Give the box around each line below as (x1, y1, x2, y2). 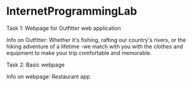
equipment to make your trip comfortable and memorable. (6, 49, 152, 56)
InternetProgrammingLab (6, 4, 137, 18)
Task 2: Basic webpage (6, 61, 65, 68)
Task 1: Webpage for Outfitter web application (6, 24, 121, 32)
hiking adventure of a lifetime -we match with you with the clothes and (6, 43, 183, 50)
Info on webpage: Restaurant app (6, 73, 90, 80)
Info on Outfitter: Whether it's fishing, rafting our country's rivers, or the (6, 36, 187, 43)
